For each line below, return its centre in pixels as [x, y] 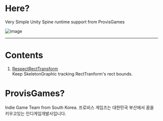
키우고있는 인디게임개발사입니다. [36, 113]
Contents [24, 55]
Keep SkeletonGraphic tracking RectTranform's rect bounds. [72, 74]
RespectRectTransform [35, 69]
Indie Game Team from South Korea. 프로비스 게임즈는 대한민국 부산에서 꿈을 [80, 107]
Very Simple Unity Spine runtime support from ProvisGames [65, 22]
